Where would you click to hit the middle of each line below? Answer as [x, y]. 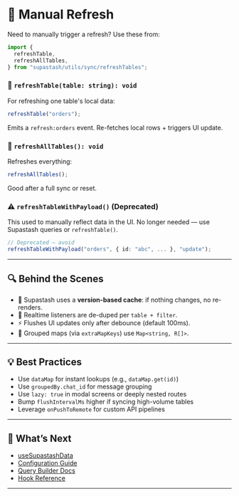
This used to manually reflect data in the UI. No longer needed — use [108, 222]
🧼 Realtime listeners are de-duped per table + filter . [97, 315]
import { [20, 47]
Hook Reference [42, 478]
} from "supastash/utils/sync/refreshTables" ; [78, 67]
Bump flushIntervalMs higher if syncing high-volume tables [106, 402]
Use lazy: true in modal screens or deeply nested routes [102, 394]
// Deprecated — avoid [41, 243]
